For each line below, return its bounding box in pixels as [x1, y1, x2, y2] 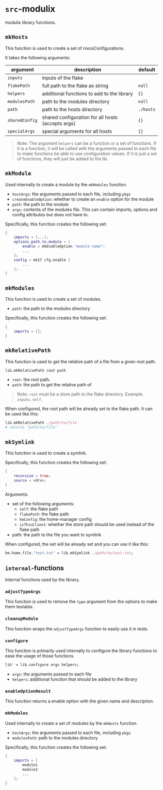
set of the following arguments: [12, 500, 75, 506]
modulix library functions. [5, 19, 56, 25]
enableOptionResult [5, 688, 51, 694]
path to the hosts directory [42, 106, 103, 113]
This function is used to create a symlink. [5, 450, 87, 456]
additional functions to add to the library [42, 90, 133, 97]
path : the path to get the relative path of [12, 382, 92, 388]
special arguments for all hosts [42, 128, 113, 135]
